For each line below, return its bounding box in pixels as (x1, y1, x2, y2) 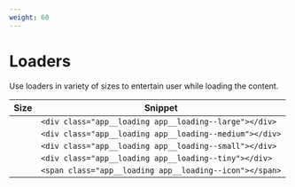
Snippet (144, 101, 179, 113)
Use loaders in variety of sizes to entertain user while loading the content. (9, 81, 279, 91)
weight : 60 (9, 12, 50, 22)
